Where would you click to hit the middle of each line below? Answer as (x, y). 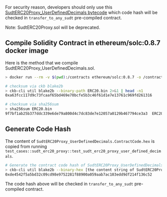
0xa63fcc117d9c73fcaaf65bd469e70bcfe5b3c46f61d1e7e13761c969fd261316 (79, 96)
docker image (27, 51)
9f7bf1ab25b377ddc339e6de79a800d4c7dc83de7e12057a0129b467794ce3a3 (77, 114)
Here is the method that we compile (42, 63)
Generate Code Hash (38, 129)
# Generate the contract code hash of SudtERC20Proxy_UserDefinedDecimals (84, 165)
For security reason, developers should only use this (59, 7)
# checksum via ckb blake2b (34, 86)
